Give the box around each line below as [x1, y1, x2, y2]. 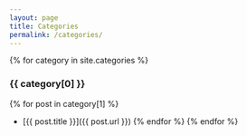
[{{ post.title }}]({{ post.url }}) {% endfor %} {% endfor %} [22, 115, 239, 127]
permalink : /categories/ [9, 30, 103, 39]
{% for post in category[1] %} [9, 98, 119, 109]
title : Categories [9, 22, 79, 31]
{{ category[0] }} [9, 78, 86, 91]
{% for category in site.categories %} [9, 55, 149, 66]
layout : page [9, 13, 59, 23]
